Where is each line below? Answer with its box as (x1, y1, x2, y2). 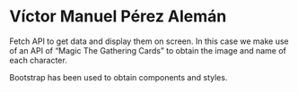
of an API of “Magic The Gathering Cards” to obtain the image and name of (9, 45, 287, 55)
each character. (9, 54, 67, 65)
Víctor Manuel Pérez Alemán (9, 6, 227, 27)
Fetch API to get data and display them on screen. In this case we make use (9, 36, 289, 46)
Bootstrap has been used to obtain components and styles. (9, 71, 228, 82)
